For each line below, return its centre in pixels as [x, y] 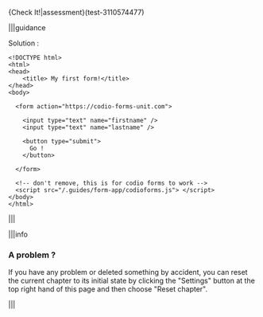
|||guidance [27, 27]
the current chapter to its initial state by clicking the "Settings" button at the [132, 281]
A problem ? [32, 255]
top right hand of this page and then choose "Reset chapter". [108, 289]
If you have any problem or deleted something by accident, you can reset [128, 272]
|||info [18, 234]
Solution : [24, 43]
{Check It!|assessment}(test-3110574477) [76, 12]
